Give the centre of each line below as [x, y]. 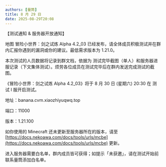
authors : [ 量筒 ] [21, 10]
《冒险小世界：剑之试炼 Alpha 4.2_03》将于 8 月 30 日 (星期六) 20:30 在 [78, 83]
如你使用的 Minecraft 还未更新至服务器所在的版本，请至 [62, 132]
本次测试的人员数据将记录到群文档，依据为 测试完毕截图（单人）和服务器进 [82, 61]
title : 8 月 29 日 [23, 14]
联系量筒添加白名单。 [27, 160]
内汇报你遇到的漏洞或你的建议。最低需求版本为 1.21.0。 [61, 50]
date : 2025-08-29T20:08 [30, 19]
